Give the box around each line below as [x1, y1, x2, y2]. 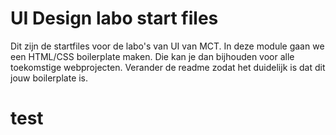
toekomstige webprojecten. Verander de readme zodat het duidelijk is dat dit [10, 61, 326, 73]
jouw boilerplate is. [10, 72, 89, 84]
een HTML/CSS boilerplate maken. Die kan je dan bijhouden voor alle [10, 50, 295, 62]
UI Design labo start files [10, 7, 219, 30]
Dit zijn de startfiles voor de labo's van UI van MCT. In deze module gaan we [10, 40, 325, 52]
